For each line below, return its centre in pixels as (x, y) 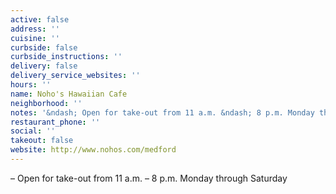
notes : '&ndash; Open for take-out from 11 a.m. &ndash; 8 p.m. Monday (162, 112)
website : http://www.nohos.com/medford (93, 150)
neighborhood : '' (46, 103)
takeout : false (42, 141)
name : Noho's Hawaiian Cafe (69, 94)
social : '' (33, 131)
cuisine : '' (35, 38)
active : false (40, 19)
